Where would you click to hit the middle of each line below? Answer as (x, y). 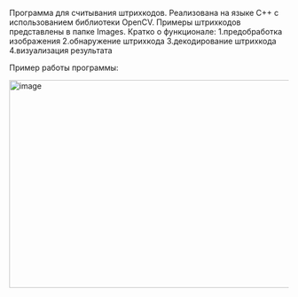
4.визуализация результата (61, 51)
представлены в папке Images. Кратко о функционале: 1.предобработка (146, 31)
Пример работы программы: (64, 67)
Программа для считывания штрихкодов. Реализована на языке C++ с (144, 13)
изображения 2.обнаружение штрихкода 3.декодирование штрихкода (143, 41)
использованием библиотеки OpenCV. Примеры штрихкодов (125, 22)
